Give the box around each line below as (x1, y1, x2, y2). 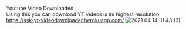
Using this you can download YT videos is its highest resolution (6, 11, 160, 18)
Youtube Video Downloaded (6, 5, 74, 11)
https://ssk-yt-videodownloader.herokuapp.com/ (6, 17, 124, 23)
